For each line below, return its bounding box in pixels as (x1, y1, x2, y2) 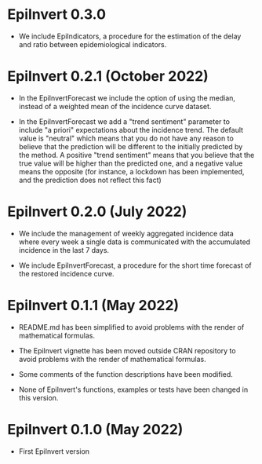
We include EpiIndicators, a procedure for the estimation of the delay (18, 31, 242, 41)
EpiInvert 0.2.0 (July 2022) (7, 203, 187, 221)
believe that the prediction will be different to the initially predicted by (18, 141, 243, 151)
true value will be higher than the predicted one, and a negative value (18, 159, 243, 168)
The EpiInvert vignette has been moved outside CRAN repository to (18, 345, 236, 355)
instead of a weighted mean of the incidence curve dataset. (18, 101, 212, 111)
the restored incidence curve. (18, 269, 115, 278)
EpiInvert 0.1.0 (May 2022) (7, 420, 184, 438)
